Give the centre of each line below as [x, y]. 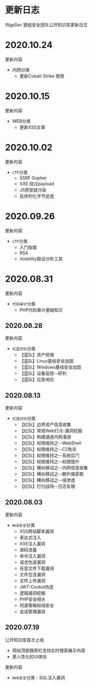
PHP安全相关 [32, 599]
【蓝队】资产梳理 [37, 355]
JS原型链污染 [33, 190]
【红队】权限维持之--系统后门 [49, 455]
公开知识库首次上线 [24, 640]
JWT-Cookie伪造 [36, 587]
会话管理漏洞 [32, 612]
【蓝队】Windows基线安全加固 [50, 367]
